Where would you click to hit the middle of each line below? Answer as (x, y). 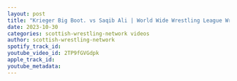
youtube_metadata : (34, 66)
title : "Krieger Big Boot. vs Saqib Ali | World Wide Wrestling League (115, 20)
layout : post (26, 14)
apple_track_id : (31, 60)
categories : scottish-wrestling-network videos (79, 33)
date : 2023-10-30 (33, 27)
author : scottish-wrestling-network (61, 40)
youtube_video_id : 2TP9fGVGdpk (53, 54)
